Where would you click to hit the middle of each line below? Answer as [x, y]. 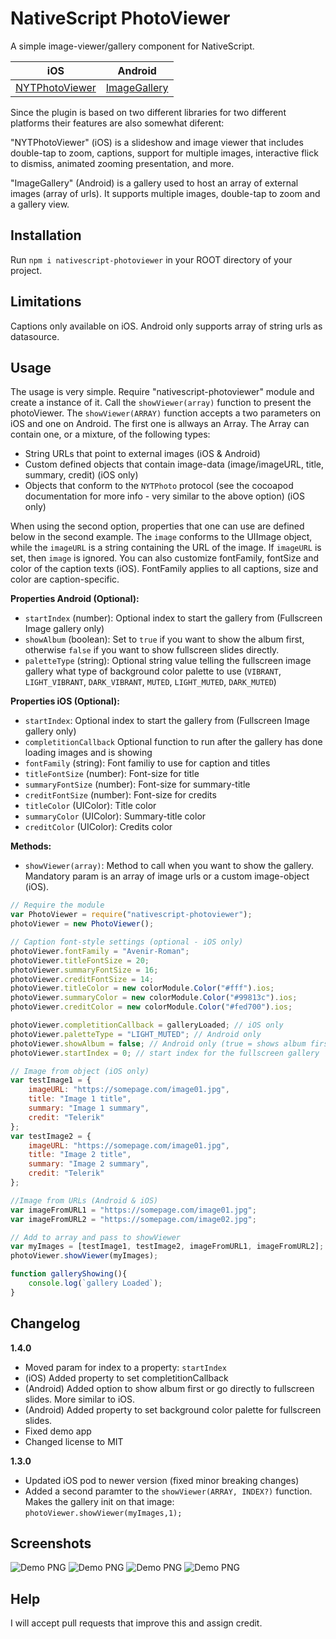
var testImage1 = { [51, 1080]
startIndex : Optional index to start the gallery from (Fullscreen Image [167, 721]
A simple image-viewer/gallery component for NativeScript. [132, 46]
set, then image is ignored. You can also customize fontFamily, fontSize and [165, 558]
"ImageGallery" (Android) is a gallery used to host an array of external [154, 183]
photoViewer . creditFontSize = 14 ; [82, 979]
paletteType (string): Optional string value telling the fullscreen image [168, 661]
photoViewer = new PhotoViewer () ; [82, 924]
